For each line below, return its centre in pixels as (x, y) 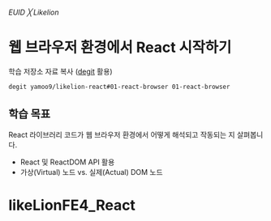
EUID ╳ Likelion (34, 12)
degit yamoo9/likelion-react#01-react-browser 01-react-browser (119, 87)
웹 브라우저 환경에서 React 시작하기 (120, 47)
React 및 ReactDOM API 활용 (67, 162)
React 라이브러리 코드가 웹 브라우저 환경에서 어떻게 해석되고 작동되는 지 (122, 135)
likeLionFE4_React (72, 205)
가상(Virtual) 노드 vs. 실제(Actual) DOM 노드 (92, 172)
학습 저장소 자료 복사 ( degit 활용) (60, 71)
